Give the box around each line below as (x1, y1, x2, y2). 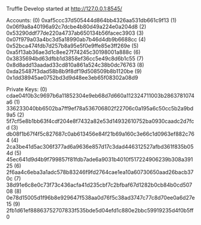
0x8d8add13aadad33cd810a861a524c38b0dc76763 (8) (6, 61, 145, 68)
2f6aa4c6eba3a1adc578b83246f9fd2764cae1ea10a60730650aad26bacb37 (6, 169, 194, 176)
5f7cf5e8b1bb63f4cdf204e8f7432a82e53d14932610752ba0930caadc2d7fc (6, 118, 194, 125)
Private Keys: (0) (6, 86, 47, 92)
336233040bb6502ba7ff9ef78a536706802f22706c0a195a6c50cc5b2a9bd (6, 105, 194, 112)
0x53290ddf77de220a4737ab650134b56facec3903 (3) (6, 29, 144, 37)
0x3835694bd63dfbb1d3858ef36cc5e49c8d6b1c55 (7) (6, 55, 144, 62)
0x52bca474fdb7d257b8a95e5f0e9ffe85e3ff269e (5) (6, 42, 139, 49)
